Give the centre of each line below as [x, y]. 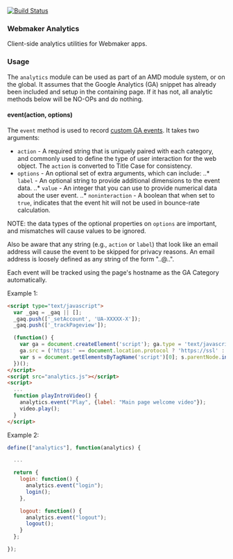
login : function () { [49, 479]
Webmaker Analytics [43, 28]
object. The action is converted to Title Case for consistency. [105, 166]
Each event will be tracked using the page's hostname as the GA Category [113, 272]
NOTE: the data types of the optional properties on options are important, [112, 223]
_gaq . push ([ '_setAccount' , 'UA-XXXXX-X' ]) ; [77, 319]
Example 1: [23, 293]
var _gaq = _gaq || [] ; [48, 312]
